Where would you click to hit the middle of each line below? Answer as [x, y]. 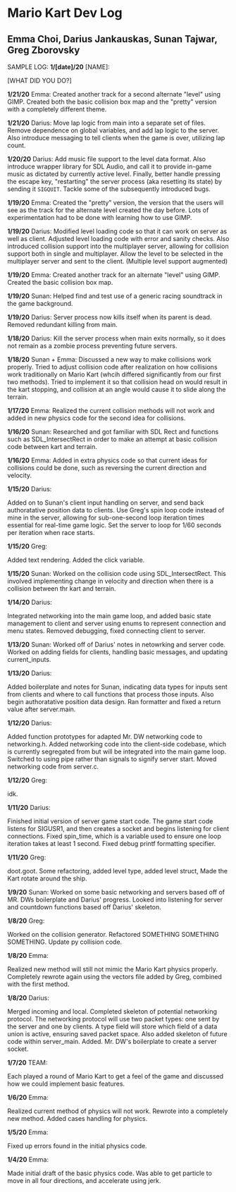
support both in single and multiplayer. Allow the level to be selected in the [115, 254]
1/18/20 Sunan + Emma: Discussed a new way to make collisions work [110, 360]
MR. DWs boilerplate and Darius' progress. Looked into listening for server [115, 899]
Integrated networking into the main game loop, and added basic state [109, 616]
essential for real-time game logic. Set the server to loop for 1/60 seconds [114, 525]
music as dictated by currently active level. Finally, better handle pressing [114, 174]
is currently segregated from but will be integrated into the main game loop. [117, 751]
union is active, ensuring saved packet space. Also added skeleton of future [117, 1034]
